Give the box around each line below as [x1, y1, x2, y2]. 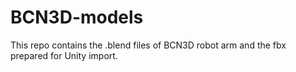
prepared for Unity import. [10, 49, 118, 61]
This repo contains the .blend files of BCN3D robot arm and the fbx [10, 39, 287, 51]
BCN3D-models [10, 6, 144, 29]
